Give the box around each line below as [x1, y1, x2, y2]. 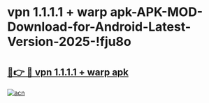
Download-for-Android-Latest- [7, 19, 192, 35]
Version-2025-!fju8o [7, 34, 131, 49]
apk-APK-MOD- [110, 4, 203, 20]
